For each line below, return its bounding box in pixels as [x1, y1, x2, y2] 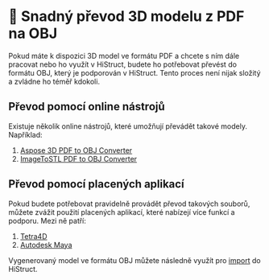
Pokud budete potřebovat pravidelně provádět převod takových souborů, [8, 199, 250, 208]
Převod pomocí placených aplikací [8, 177, 184, 191]
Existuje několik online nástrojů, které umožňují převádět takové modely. [8, 121, 248, 131]
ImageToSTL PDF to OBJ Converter [19, 154, 138, 163]
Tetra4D [19, 231, 48, 241]
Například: [8, 130, 43, 139]
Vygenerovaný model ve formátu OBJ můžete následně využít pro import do [8, 255, 261, 265]
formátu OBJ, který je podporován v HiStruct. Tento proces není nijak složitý [8, 68, 261, 77]
